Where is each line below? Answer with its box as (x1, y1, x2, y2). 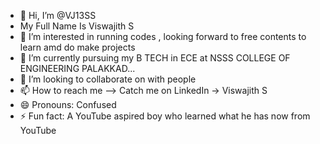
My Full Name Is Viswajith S (19, 20, 135, 32)
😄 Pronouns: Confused (19, 99, 117, 110)
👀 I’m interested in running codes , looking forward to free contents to (19, 31, 307, 42)
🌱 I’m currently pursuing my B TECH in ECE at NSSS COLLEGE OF (19, 52, 291, 64)
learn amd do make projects (19, 41, 136, 53)
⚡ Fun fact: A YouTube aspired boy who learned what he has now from (19, 110, 311, 122)
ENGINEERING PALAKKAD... (19, 63, 136, 74)
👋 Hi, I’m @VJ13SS (19, 10, 97, 21)
